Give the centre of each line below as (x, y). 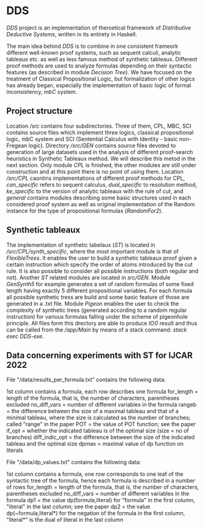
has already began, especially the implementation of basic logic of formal (99, 85)
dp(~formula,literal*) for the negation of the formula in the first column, (96, 513)
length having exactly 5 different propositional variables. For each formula (99, 290)
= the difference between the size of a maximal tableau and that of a (92, 411)
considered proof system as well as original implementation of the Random (101, 204)
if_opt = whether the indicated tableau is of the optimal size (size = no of (98, 431)
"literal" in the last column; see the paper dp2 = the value (78, 507)
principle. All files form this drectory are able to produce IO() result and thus (102, 323)
